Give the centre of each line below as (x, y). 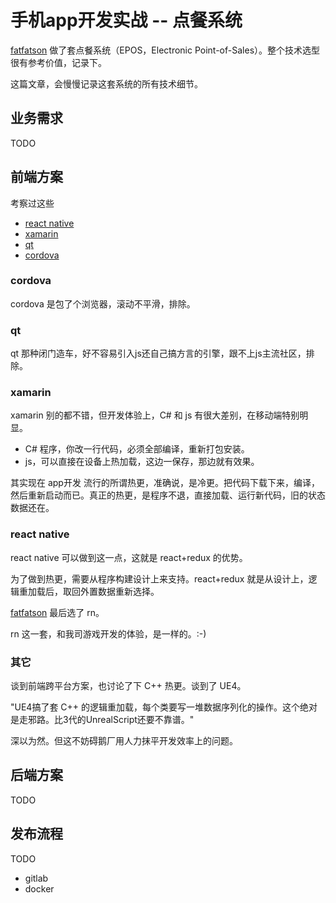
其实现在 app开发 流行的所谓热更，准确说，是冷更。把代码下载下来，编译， (165, 483)
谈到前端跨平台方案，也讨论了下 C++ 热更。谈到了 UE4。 (128, 686)
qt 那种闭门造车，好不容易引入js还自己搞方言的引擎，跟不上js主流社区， (158, 353)
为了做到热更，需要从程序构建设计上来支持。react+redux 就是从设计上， (159, 578)
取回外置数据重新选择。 (111, 591)
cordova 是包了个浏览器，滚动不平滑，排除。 (103, 303)
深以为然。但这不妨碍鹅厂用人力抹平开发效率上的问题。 (124, 741)
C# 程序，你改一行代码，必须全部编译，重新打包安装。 (137, 449)
